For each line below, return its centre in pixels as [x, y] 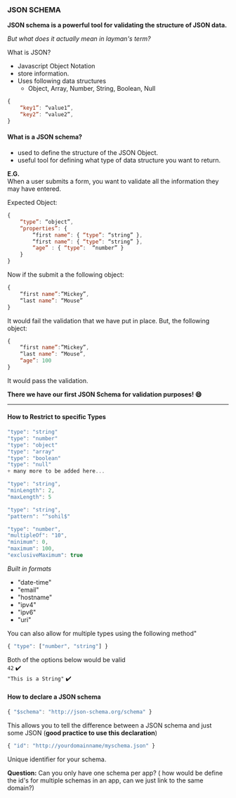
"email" [28, 590]
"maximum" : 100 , [31, 549]
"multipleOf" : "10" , [38, 536]
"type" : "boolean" [34, 458]
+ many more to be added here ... [56, 471]
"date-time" [34, 582]
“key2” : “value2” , [47, 115]
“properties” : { [44, 228]
